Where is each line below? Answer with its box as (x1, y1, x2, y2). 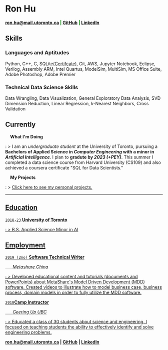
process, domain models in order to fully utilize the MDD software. (5, 289, 141, 296)
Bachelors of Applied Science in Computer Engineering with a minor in (5, 148, 154, 154)
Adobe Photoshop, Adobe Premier (5, 71, 76, 77)
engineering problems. (5, 329, 52, 335)
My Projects (9, 174, 36, 181)
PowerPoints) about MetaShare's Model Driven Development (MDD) (5, 279, 145, 285)
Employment (5, 241, 46, 249)
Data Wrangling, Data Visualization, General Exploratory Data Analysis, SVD (5, 95, 161, 101)
